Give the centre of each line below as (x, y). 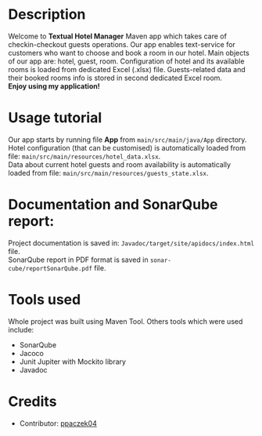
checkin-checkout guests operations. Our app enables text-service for (122, 44)
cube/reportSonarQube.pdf (50, 268)
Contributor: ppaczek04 (58, 423)
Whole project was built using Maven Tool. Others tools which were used (126, 321)
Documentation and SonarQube (113, 205)
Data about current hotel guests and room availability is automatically (120, 164)
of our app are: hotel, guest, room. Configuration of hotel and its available (126, 61)
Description (47, 15)
